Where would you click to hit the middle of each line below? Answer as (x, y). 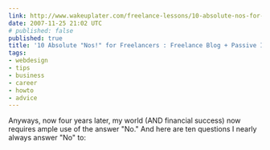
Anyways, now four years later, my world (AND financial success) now (125, 120)
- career (23, 83)
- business (27, 75)
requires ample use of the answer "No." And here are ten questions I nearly (133, 129)
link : (17, 16)
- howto (21, 90)
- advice (23, 98)
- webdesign (28, 61)
